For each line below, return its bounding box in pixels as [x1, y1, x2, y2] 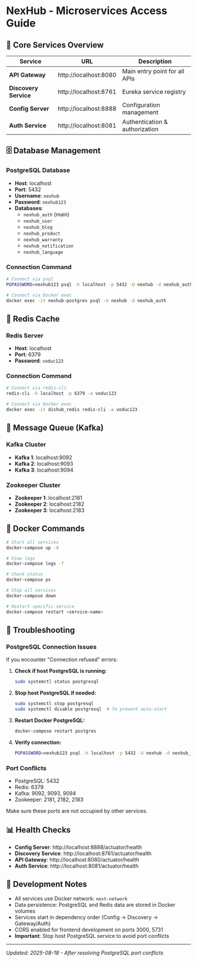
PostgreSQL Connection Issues [6, 642, 97, 651]
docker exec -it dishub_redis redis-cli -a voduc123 [6, 407, 138, 413]
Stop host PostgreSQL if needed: [14, 689, 97, 696]
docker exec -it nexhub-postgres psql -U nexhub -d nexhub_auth [6, 297, 167, 303]
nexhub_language [23, 249, 63, 255]
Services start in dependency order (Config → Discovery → [14, 913, 158, 920]
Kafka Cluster [6, 441, 46, 449]
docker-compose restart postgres [14, 728, 97, 734]
